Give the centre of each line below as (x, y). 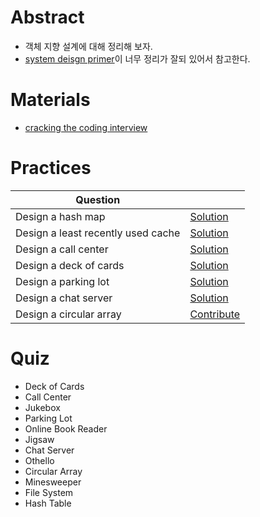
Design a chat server (64, 298)
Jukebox (42, 407)
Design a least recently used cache (98, 233)
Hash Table (48, 503)
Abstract (47, 17)
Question (98, 199)
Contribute (215, 314)
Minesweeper (53, 482)
